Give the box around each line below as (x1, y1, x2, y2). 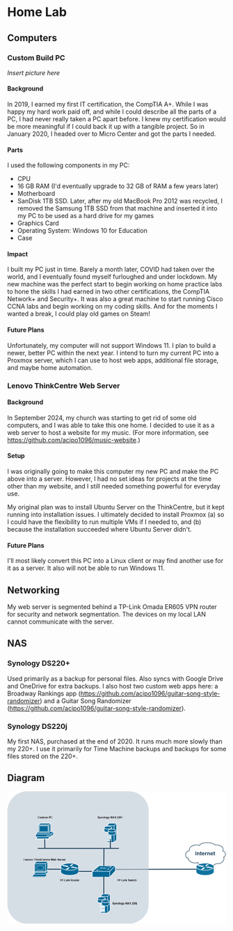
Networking (7, 584, 61, 596)
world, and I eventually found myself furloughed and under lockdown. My (7, 272, 218, 281)
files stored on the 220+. (7, 752, 79, 760)
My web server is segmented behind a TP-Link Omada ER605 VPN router (7, 603, 218, 611)
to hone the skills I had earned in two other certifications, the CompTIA (7, 287, 210, 296)
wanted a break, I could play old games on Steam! (7, 309, 151, 318)
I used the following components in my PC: (7, 161, 130, 169)
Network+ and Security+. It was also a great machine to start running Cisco (7, 295, 223, 303)
